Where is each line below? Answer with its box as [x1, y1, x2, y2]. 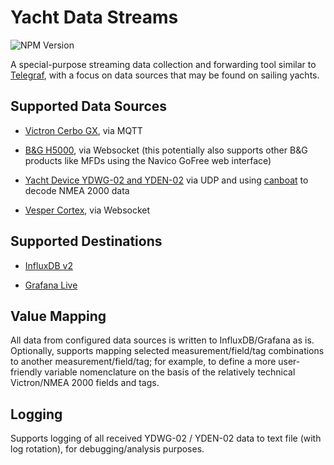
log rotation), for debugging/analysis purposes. [10, 443, 205, 455]
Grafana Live [24, 279, 78, 291]
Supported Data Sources [10, 98, 168, 115]
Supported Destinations [10, 233, 163, 250]
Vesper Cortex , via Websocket [24, 204, 151, 216]
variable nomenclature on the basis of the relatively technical [44, 366, 296, 378]
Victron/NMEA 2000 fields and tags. [10, 377, 160, 389]
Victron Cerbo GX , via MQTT [24, 124, 143, 136]
